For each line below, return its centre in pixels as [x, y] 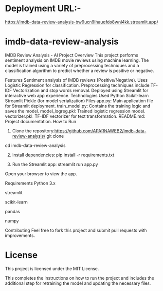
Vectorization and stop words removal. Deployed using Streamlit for [81, 90]
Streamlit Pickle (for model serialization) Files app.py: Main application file [79, 101]
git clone [55, 136]
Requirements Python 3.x [30, 183]
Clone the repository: [33, 131]
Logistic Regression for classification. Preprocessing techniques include [77, 85]
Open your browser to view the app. [41, 174]
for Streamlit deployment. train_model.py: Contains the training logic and [78, 106]
